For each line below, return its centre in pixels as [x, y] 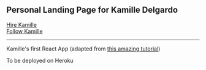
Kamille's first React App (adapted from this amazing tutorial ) [83, 49]
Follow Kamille [25, 31]
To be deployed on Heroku [40, 60]
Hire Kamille [21, 24]
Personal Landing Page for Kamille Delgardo [92, 10]
